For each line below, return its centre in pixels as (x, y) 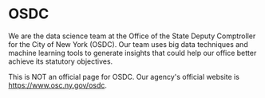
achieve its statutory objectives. (61, 61)
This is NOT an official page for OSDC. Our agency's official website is (124, 76)
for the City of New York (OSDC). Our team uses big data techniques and (129, 44)
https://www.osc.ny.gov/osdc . (58, 85)
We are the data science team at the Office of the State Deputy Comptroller (132, 36)
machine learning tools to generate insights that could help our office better (132, 53)
